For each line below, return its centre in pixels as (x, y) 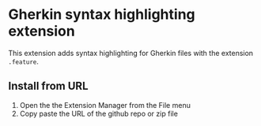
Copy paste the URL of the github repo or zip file (98, 113)
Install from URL (48, 86)
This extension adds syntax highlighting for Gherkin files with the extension (131, 53)
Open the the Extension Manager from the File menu (105, 105)
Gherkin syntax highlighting (102, 15)
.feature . (24, 61)
